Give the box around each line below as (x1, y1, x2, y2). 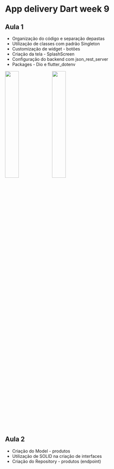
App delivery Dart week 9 (5, 3, 110, 15)
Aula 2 (5, 435, 25, 443)
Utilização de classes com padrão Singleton (12, 41, 100, 47)
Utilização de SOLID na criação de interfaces (12, 453, 102, 459)
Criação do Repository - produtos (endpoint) (12, 458, 101, 464)
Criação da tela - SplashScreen (12, 51, 75, 57)
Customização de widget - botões (12, 46, 81, 52)
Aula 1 (5, 23, 24, 31)
